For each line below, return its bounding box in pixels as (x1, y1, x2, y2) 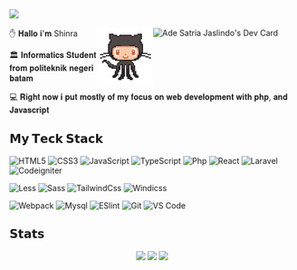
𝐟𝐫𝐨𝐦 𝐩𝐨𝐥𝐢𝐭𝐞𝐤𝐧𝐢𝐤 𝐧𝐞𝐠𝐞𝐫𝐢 (9, 63, 94, 73)
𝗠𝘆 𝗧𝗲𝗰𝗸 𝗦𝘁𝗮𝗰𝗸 (9, 131, 104, 147)
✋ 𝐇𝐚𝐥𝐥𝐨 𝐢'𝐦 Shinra (9, 28, 79, 39)
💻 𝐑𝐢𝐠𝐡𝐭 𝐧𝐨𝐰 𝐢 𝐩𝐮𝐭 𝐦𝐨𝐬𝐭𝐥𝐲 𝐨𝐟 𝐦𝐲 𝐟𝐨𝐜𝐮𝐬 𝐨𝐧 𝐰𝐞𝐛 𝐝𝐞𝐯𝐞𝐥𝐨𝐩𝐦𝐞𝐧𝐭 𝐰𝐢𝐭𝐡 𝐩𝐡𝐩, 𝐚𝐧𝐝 (9, 92, 288, 102)
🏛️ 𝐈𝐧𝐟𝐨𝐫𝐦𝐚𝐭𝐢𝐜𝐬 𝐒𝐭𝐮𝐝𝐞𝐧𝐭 (9, 50, 97, 60)
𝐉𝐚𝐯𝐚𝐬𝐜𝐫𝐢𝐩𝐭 (9, 104, 50, 115)
